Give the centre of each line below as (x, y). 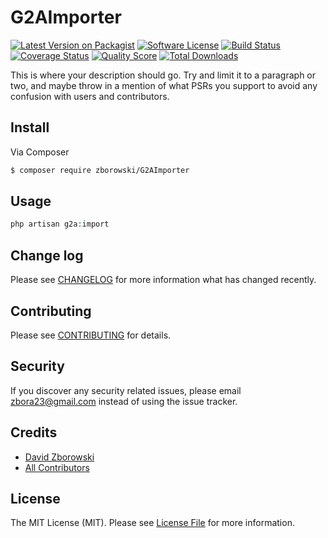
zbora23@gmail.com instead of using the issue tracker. (124, 401)
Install (30, 127)
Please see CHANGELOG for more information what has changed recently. (163, 280)
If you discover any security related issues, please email (126, 390)
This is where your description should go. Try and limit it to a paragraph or (163, 75)
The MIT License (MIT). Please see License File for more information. (152, 523)
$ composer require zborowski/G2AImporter (100, 170)
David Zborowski (59, 457)
